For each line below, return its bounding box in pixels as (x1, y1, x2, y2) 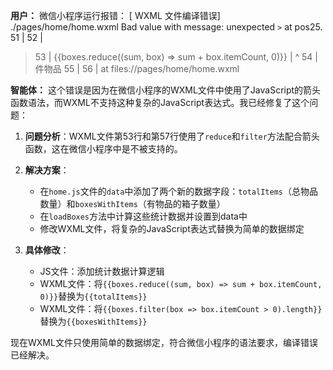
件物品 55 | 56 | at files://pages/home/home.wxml (34, 63, 240, 74)
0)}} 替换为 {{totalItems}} (39, 290, 148, 302)
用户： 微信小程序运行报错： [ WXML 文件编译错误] (10, 10, 221, 21)
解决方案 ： (24, 164, 70, 176)
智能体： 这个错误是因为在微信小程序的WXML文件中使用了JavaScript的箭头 (10, 84, 322, 96)
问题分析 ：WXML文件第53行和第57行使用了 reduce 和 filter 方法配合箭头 (24, 130, 320, 142)
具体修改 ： (24, 244, 70, 256)
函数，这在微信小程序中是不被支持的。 (24, 143, 183, 154)
